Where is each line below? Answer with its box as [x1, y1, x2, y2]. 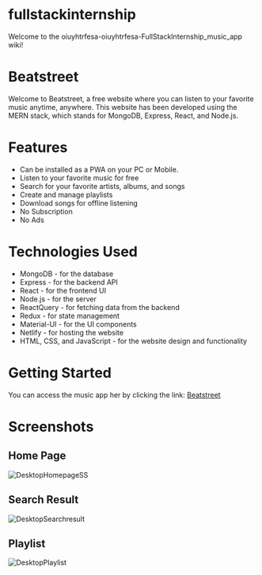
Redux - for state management [19, 311, 120, 320]
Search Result [8, 493, 79, 507]
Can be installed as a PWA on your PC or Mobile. [19, 165, 179, 174]
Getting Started [8, 364, 112, 381]
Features [8, 138, 68, 157]
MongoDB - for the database [19, 269, 114, 278]
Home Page [8, 449, 66, 463]
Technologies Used [8, 243, 139, 260]
